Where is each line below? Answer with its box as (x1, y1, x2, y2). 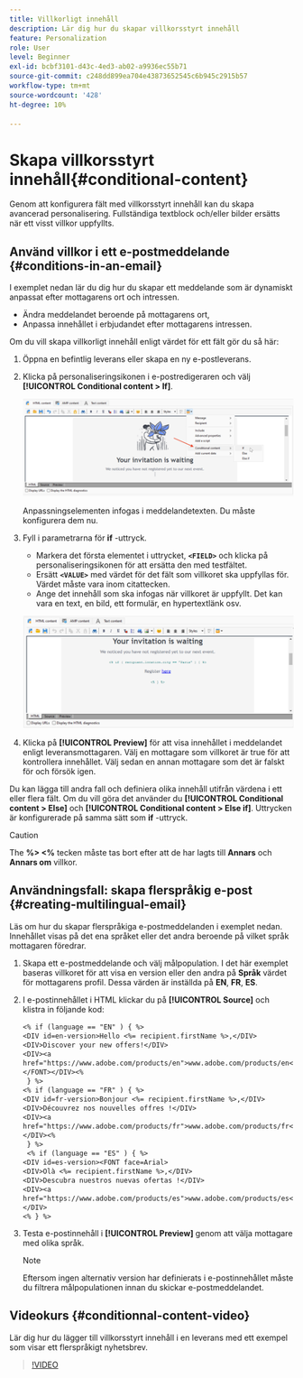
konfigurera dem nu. (22, 514, 99, 525)
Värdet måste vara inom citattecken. (35, 578, 170, 589)
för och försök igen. (22, 765, 96, 776)
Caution (9, 829, 39, 840)
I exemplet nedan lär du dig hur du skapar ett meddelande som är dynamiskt (9, 282, 293, 293)
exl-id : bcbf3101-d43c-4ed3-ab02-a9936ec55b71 (9, 62, 188, 71)
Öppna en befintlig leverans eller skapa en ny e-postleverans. (22, 354, 252, 365)
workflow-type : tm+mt (9, 81, 91, 90)
